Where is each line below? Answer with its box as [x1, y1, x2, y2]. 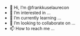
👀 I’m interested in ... [9, 10, 51, 16]
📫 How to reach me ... [9, 26, 55, 31]
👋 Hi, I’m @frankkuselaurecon [9, 5, 69, 10]
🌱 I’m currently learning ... [9, 15, 62, 20]
